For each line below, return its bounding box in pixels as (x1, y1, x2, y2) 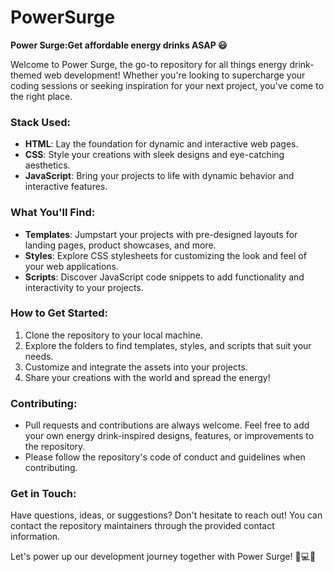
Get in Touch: (10, 487, 77, 501)
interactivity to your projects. (24, 281, 144, 293)
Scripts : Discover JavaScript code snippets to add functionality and (24, 271, 305, 283)
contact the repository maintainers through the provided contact (10, 520, 275, 532)
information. (10, 531, 61, 543)
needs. (24, 350, 54, 362)
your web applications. (24, 260, 119, 272)
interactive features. (24, 181, 108, 193)
